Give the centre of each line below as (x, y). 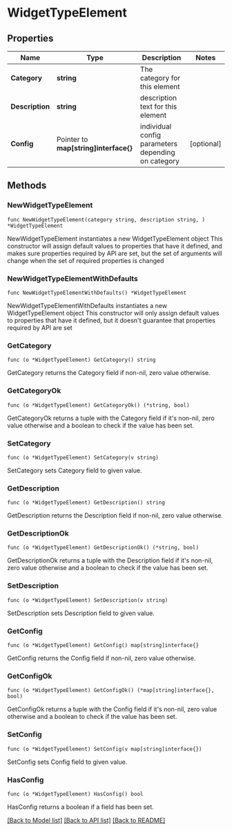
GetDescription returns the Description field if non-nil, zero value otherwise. (115, 515)
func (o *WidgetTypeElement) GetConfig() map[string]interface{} (103, 646)
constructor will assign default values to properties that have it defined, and (115, 246)
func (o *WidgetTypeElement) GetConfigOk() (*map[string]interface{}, (111, 691)
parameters (159, 144)
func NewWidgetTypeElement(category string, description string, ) (106, 219)
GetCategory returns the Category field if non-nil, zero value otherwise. (109, 373)
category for (161, 78)
